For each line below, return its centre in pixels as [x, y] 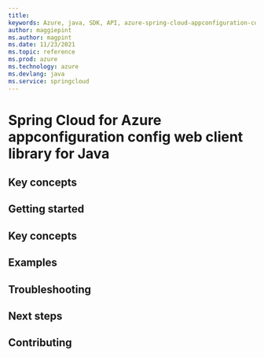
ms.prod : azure [33, 60]
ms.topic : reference [42, 52]
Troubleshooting [50, 289]
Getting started [46, 209]
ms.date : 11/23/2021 [42, 45]
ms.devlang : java [37, 74]
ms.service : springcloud [49, 81]
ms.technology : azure [44, 67]
